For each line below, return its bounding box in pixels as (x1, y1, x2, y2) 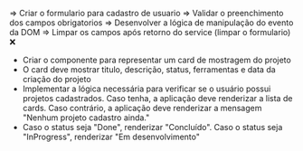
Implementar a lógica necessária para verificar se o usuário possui (22, 83, 271, 94)
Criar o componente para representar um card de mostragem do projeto (22, 54, 291, 65)
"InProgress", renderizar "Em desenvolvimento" (22, 131, 201, 142)
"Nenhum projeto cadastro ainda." (22, 112, 150, 123)
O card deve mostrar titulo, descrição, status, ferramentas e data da (22, 64, 276, 75)
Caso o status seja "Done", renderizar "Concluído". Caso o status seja (22, 122, 283, 132)
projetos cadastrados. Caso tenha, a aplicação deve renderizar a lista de (22, 93, 293, 103)
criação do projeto (22, 74, 92, 84)
